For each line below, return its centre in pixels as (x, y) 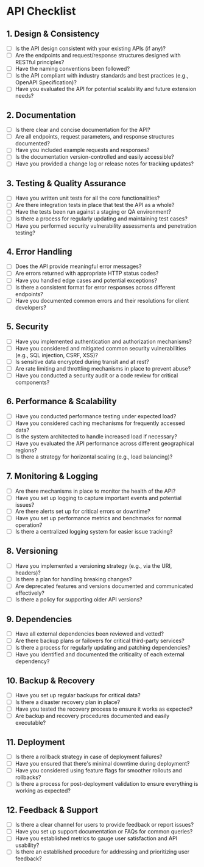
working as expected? (43, 791)
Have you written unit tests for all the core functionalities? (87, 198)
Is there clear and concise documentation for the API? (83, 130)
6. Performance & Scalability (62, 401)
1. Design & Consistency (53, 34)
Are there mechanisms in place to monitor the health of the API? (95, 491)
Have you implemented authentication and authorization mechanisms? (103, 341)
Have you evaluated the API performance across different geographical (104, 443)
